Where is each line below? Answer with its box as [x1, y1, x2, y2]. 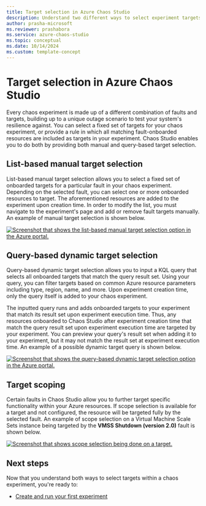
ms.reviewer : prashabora [6, 26, 70, 32]
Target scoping [6, 379, 66, 390]
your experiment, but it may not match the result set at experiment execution [6, 337, 200, 344]
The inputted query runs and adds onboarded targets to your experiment [6, 304, 190, 312]
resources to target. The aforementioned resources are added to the [6, 194, 179, 202]
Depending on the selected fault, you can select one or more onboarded [6, 188, 189, 195]
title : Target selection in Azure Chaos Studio [6, 9, 131, 15]
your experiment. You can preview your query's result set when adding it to [6, 330, 197, 338]
